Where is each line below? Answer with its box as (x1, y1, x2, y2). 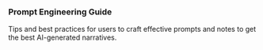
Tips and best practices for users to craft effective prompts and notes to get (8, 25, 257, 34)
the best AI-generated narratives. (8, 33, 117, 42)
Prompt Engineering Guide (8, 6, 112, 17)
